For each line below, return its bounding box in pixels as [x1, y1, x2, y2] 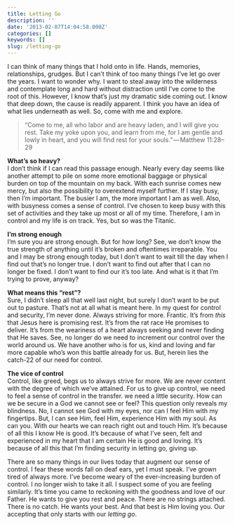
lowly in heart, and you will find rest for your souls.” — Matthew [24, 136, 206, 144]
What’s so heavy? [7, 157, 61, 165]
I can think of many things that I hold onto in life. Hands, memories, [7, 63, 201, 70]
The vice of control [7, 370, 64, 377]
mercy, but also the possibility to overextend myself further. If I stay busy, [7, 187, 220, 195]
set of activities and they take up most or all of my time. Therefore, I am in [7, 209, 221, 217]
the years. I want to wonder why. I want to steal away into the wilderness [7, 77, 217, 85]
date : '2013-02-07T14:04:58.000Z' [7, 23, 109, 30]
